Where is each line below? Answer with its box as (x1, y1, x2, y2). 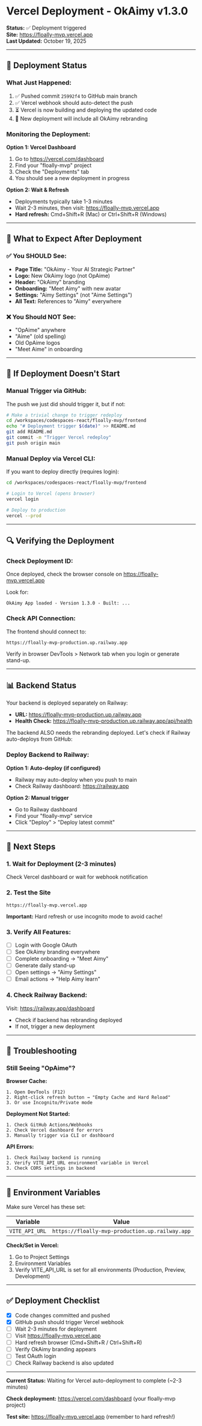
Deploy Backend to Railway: (6, 750, 90, 759)
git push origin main (6, 440, 61, 446)
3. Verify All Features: (6, 928, 71, 936)
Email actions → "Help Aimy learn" (14, 975, 100, 983)
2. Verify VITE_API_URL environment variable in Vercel (6, 1160, 149, 1166)
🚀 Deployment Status (6, 60, 87, 71)
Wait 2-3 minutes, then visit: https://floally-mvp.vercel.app (14, 204, 160, 212)
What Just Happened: (6, 78, 72, 87)
